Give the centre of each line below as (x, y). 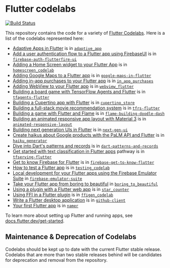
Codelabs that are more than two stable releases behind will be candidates (83, 254)
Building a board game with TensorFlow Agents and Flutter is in (79, 91)
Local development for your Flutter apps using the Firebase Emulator (84, 173)
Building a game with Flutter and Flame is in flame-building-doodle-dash (89, 113)
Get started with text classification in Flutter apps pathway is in (79, 151)
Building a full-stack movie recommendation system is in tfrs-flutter (86, 108)
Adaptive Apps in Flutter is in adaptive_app (57, 48)
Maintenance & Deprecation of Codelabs (71, 237)
